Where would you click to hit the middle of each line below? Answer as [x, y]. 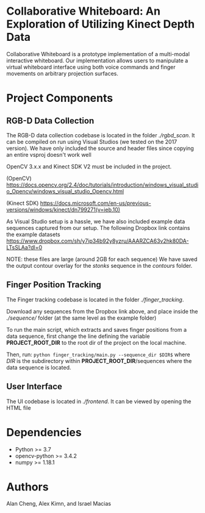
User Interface [34, 386]
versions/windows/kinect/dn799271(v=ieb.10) [63, 209]
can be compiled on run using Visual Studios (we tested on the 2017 [92, 142]
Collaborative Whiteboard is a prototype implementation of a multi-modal [98, 54]
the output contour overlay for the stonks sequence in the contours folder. [99, 265]
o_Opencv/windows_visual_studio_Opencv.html [65, 191]
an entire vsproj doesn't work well [49, 154]
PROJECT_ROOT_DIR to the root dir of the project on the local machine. [96, 342]
